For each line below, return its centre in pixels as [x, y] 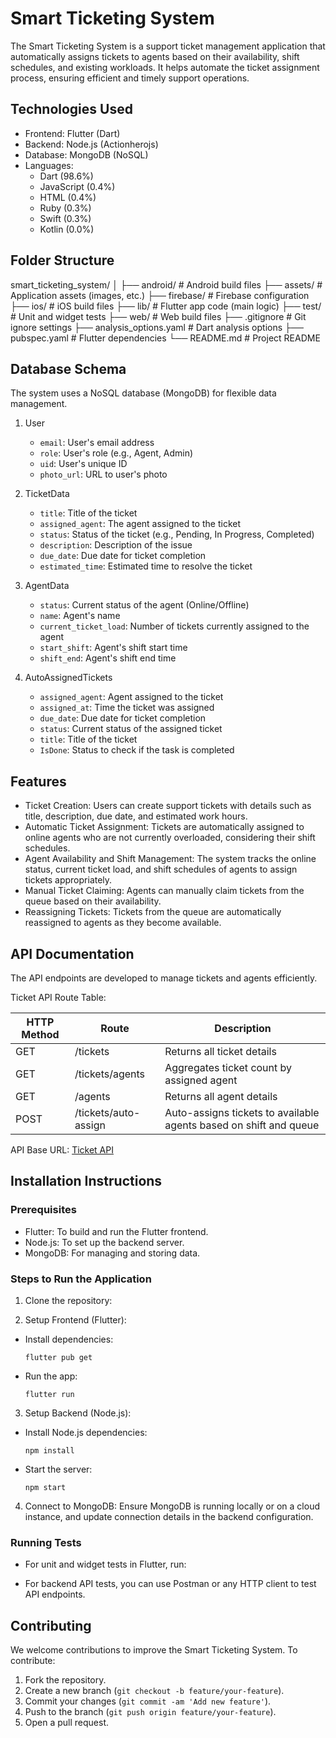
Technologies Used [71, 109]
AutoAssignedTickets [68, 678]
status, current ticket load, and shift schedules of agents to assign [161, 869]
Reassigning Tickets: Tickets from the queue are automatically [153, 912]
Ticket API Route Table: [58, 997]
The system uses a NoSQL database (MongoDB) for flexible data [143, 393]
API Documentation [72, 953]
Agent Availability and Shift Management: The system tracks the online [170, 859]
